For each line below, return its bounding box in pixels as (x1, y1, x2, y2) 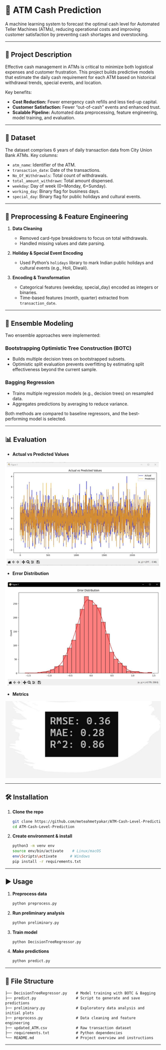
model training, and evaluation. (12, 114, 76, 121)
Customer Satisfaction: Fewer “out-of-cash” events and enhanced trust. (12, 104, 161, 110)
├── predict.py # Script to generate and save (5, 996, 140, 1001)
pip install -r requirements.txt (12, 859, 82, 864)
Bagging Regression (5, 379, 55, 386)
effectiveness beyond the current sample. (12, 367, 98, 373)
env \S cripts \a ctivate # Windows (12, 854, 90, 859)
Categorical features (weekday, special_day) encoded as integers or (19, 284, 159, 290)
